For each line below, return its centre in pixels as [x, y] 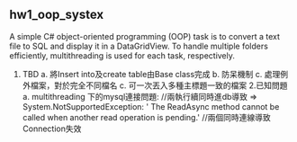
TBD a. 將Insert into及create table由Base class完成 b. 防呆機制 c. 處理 [151, 74]
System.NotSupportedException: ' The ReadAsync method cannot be [151, 106]
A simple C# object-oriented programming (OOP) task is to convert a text [145, 36]
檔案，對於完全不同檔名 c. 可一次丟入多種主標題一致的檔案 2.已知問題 [159, 85]
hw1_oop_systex [57, 15]
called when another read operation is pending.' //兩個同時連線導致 [147, 117]
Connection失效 [52, 129]
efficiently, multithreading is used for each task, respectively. [122, 55]
